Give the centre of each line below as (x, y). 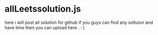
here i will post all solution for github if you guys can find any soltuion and (79, 22)
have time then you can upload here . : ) (45, 27)
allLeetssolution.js (43, 9)
